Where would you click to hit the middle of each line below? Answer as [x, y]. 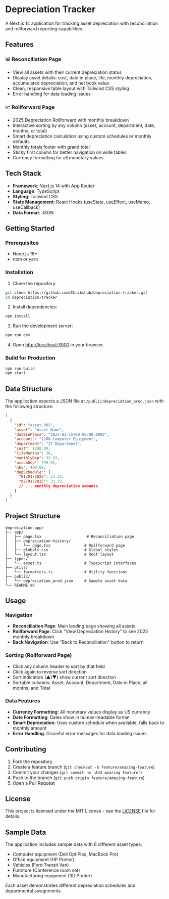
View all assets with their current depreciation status [67, 72]
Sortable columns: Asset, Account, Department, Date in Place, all [80, 682]
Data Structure [29, 389]
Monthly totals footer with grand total [51, 147]
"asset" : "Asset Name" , [39, 430]
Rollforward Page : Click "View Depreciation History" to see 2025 [80, 632]
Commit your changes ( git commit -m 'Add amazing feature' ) [77, 772]
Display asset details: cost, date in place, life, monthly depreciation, [82, 77]
